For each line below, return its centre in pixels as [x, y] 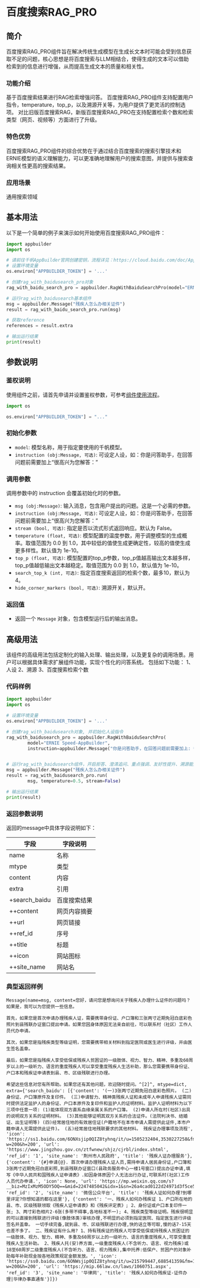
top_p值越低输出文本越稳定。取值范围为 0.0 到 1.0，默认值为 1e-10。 [99, 565]
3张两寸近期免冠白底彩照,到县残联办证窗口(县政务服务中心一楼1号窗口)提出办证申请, [96, 1169]
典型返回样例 [25, 987]
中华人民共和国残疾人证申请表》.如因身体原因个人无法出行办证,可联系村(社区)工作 [102, 1175]
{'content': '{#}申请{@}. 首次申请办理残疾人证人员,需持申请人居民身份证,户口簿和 [99, 1162]
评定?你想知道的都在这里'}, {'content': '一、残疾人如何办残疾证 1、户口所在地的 [101, 1199]
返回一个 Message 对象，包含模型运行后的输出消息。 [78, 619]
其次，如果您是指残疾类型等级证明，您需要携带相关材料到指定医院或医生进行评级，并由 [97, 1043]
